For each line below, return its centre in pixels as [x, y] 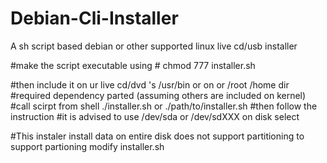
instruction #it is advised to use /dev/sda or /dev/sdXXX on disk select [155, 116]
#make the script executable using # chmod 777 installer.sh [133, 65]
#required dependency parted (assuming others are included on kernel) [158, 95]
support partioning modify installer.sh [87, 146]
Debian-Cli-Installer [94, 18]
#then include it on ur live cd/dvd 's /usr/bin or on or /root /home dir [150, 84]
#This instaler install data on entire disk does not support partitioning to [157, 136]
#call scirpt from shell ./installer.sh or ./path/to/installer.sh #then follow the [164, 106]
